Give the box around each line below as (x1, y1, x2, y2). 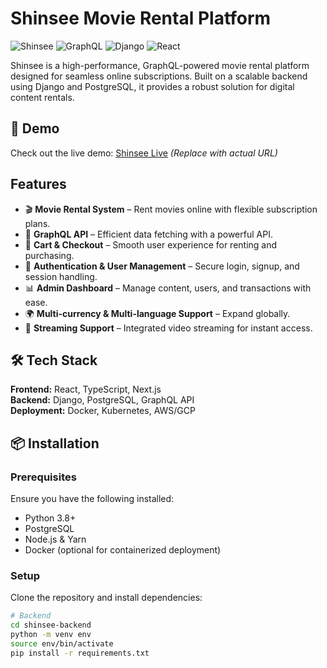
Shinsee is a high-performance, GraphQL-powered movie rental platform (10, 59, 310, 71)
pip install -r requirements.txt (10, 648, 150, 658)
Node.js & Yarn (24, 533, 87, 546)
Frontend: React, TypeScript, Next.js (10, 383, 162, 396)
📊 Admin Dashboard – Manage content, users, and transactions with (24, 282, 312, 294)
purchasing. (24, 249, 75, 261)
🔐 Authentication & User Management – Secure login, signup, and (24, 260, 300, 272)
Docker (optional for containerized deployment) (24, 544, 222, 556)
